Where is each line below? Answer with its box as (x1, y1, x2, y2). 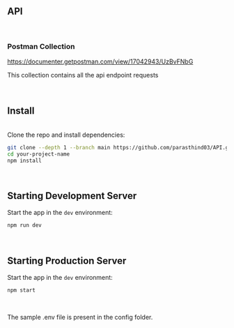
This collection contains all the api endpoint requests (7, 71, 159, 80)
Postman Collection (7, 41, 75, 51)
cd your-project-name (7, 150, 70, 158)
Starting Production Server (7, 255, 127, 267)
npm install (7, 157, 42, 164)
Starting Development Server (7, 190, 137, 202)
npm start (7, 287, 36, 294)
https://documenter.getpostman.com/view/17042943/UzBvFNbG (7, 57, 194, 66)
